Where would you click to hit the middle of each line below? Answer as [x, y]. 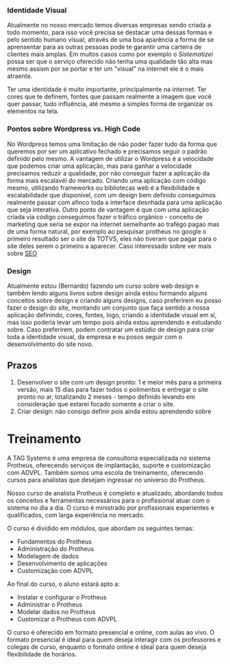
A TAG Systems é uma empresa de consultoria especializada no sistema [109, 458]
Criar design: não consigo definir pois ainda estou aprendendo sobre [114, 411]
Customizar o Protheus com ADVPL [67, 619]
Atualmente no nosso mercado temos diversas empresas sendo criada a [109, 25]
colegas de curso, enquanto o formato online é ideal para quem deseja [107, 647]
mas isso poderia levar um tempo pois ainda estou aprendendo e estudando [114, 322]
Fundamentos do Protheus [54, 541]
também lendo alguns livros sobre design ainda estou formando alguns [107, 293]
